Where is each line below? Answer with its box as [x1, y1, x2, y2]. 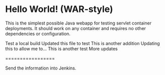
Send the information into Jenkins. [5, 65, 76, 71]
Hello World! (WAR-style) [5, 3, 113, 15]
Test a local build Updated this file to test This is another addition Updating [5, 40, 160, 46]
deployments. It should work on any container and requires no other [5, 25, 146, 31]
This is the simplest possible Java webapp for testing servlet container [5, 20, 152, 26]
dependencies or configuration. [5, 30, 71, 36]
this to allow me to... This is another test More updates [5, 45, 118, 51]
